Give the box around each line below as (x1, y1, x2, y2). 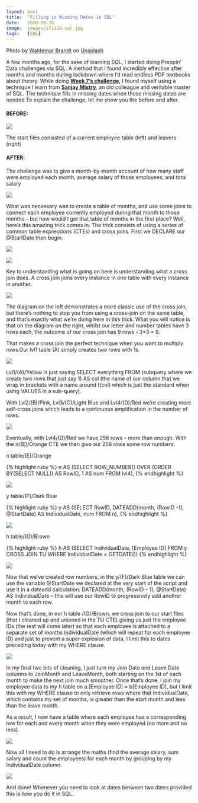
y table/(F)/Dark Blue (6, 492, 57, 499)
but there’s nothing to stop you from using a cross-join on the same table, (6, 309, 185, 316)
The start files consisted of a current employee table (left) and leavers (6, 134, 177, 141)
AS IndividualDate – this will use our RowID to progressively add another (6, 592, 181, 599)
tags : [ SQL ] (6, 31, 41, 37)
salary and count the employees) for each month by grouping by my (6, 754, 172, 762)
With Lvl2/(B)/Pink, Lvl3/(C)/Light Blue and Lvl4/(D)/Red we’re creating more (6, 399, 191, 406)
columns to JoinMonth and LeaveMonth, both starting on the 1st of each (6, 670, 182, 677)
